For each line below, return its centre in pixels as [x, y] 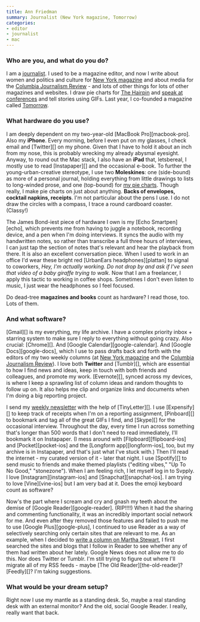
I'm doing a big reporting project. [47, 395]
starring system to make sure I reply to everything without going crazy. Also [99, 338]
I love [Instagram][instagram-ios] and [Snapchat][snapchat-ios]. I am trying [99, 477]
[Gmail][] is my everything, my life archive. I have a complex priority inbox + [99, 332]
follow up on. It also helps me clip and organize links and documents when [98, 389]
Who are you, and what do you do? [57, 60]
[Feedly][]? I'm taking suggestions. [49, 571]
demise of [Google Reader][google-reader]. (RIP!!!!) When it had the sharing [100, 508]
